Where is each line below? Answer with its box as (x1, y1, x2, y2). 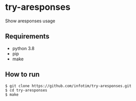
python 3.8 (12, 45, 35, 51)
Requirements (5, 32, 49, 41)
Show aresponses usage (5, 18, 55, 24)
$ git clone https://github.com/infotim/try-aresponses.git (5, 83, 132, 88)
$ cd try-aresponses (5, 88, 48, 93)
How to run (5, 70, 40, 79)
